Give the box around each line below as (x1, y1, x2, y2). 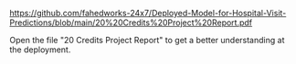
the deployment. (9, 44, 71, 55)
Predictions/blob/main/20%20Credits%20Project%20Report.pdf (9, 17, 253, 28)
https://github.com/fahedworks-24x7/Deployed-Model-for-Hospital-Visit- (9, 8, 287, 18)
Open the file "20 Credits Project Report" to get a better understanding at (9, 35, 285, 45)
